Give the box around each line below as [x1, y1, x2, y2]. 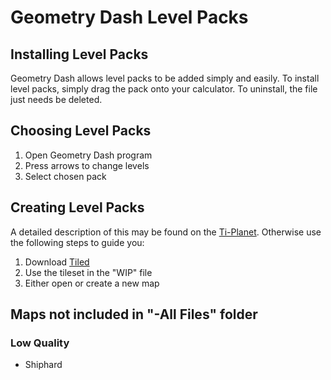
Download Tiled [24, 256, 90, 268]
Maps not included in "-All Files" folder [10, 306, 258, 323]
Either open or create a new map [24, 277, 160, 289]
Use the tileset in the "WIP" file [24, 266, 153, 278]
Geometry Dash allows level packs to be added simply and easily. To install [10, 72, 320, 84]
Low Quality [10, 336, 70, 350]
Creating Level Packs [10, 199, 145, 216]
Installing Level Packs [10, 46, 149, 63]
